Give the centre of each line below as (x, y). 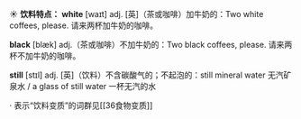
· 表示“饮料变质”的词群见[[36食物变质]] (81, 105)
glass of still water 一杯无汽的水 (97, 86)
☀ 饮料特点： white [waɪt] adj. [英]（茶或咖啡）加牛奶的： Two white (137, 14)
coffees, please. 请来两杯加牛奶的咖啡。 (84, 25)
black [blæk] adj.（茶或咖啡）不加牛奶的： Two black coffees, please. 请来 (147, 45)
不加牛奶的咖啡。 (49, 56)
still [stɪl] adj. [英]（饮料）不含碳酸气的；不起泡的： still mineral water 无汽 (146, 75)
